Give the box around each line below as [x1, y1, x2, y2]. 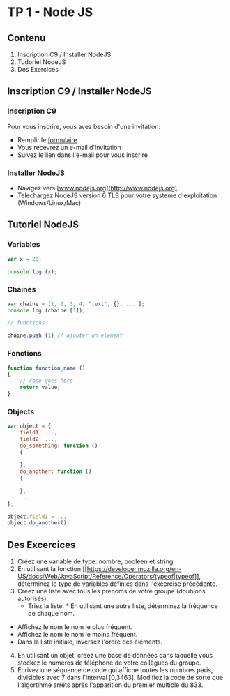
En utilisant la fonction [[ [17, 565, 87, 573]
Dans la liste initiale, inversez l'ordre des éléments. [17, 637, 163, 646]
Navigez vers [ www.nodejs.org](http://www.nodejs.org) [17, 183, 178, 192]
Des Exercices [17, 66, 59, 73]
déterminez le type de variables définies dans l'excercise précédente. [17, 580, 218, 588]
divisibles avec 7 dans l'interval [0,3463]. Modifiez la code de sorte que [17, 674, 224, 682]
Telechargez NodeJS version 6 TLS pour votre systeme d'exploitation [17, 191, 217, 199]
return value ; [20, 384, 61, 391]
